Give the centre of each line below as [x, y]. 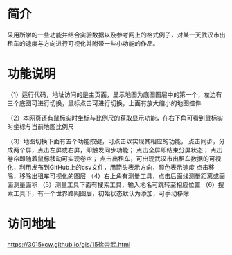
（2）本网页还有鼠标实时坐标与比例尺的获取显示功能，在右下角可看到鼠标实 [115, 118]
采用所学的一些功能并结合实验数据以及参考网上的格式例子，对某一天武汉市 [113, 35]
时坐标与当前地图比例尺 [41, 126]
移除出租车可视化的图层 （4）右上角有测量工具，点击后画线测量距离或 [119, 176]
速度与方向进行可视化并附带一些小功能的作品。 [92, 43]
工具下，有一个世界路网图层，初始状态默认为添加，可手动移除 [101, 193]
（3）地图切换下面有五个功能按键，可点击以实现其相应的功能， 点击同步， [113, 141]
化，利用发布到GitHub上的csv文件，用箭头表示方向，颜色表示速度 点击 [108, 167]
